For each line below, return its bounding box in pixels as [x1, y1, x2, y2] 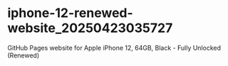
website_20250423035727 [7, 20, 173, 36]
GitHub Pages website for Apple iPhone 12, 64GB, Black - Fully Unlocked [7, 43, 222, 52]
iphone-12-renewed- [7, 5, 133, 21]
